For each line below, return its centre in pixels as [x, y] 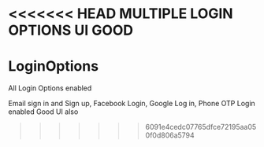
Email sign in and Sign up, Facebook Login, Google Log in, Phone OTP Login [132, 104]
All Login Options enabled [50, 88]
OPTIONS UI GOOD [71, 30]
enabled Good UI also [43, 112]
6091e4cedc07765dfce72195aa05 [201, 127]
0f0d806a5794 [170, 135]
